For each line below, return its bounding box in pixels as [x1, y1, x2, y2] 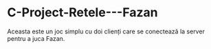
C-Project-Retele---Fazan [7, 5, 158, 20]
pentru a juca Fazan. [7, 34, 65, 42]
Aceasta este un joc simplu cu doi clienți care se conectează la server [7, 27, 205, 35]
